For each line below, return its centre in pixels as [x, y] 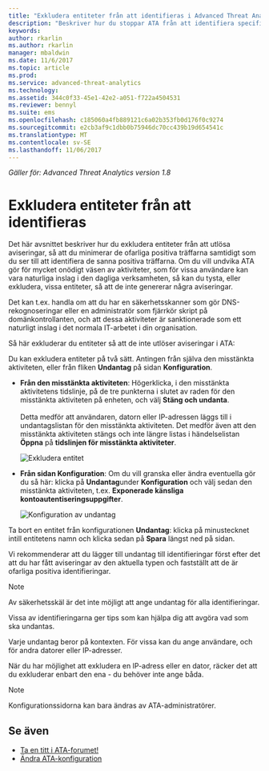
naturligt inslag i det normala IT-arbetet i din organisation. [103, 328]
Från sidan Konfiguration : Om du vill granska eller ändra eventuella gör [138, 474]
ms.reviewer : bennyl [43, 105]
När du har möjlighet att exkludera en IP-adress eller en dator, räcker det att [133, 666]
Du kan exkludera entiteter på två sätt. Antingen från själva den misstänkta [131, 359]
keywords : [25, 30]
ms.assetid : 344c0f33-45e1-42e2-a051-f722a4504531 [94, 98]
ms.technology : [34, 90]
